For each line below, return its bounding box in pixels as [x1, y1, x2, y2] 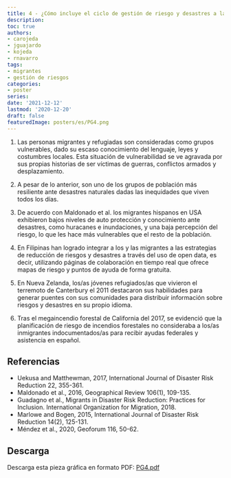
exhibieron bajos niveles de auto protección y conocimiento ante [16, 215, 201, 224]
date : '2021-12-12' [7, 100, 63, 107]
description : [7, 17, 45, 23]
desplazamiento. [16, 166, 65, 175]
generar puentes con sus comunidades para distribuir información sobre [16, 293, 223, 301]
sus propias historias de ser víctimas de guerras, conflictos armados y [16, 160, 217, 168]
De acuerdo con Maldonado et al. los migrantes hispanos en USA [16, 208, 202, 217]
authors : [7, 29, 32, 36]
